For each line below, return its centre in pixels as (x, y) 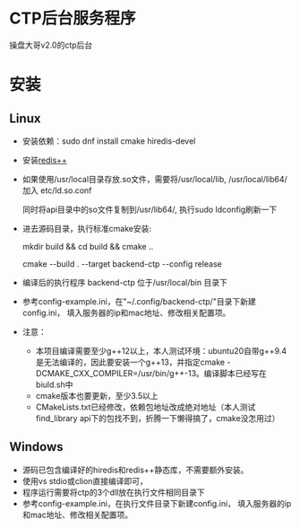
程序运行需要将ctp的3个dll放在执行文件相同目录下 (113, 492)
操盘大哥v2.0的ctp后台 (51, 45)
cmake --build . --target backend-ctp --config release (122, 264)
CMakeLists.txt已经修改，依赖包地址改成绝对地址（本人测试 (146, 407)
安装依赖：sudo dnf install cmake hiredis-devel (109, 141)
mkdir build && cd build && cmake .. (88, 246)
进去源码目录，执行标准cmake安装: (87, 228)
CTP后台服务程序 (73, 18)
